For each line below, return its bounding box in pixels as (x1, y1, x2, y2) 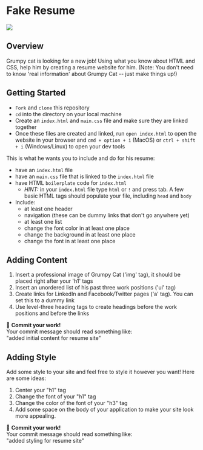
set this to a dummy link (15, 297, 75, 304)
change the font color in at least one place (24, 224, 130, 232)
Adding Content (6, 255, 68, 265)
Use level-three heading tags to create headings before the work (15, 303, 178, 311)
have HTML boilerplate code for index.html (15, 179, 127, 186)
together (15, 123, 37, 131)
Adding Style (6, 352, 56, 362)
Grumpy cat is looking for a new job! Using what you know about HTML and (6, 57, 195, 64)
